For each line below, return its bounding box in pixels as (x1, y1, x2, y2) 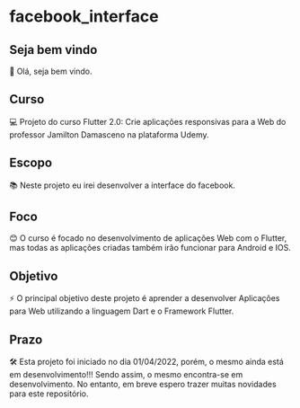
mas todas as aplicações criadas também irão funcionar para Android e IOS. (9, 243, 292, 253)
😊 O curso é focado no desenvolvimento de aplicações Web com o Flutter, (9, 233, 287, 244)
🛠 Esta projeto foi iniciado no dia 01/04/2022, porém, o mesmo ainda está (9, 357, 285, 368)
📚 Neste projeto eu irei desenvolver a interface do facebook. (9, 180, 236, 191)
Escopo (9, 155, 52, 171)
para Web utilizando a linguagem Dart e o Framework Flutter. (9, 306, 234, 316)
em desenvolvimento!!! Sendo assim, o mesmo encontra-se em (9, 369, 243, 380)
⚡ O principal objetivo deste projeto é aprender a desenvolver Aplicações (9, 293, 280, 304)
